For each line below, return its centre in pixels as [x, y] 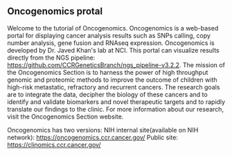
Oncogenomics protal [55, 11]
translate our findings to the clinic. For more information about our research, [115, 109]
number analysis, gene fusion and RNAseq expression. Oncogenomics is [111, 43]
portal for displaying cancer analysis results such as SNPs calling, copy [109, 35]
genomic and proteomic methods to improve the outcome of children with [112, 80]
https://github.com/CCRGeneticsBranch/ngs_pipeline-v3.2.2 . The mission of [116, 64]
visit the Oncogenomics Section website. [65, 116]
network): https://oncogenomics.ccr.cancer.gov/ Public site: [93, 137]
